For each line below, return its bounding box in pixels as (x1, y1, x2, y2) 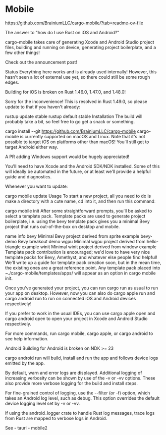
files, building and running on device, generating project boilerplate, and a (5, 44, 156, 50)
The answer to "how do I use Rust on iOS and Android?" (5, 29, 120, 35)
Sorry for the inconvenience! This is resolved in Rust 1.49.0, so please (5, 98, 148, 105)
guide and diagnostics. (5, 173, 52, 179)
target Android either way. (5, 144, 58, 150)
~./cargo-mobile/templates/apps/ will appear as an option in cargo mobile (5, 270, 156, 276)
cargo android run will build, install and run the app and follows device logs (5, 355, 159, 361)
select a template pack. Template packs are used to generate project (5, 213, 146, 219)
